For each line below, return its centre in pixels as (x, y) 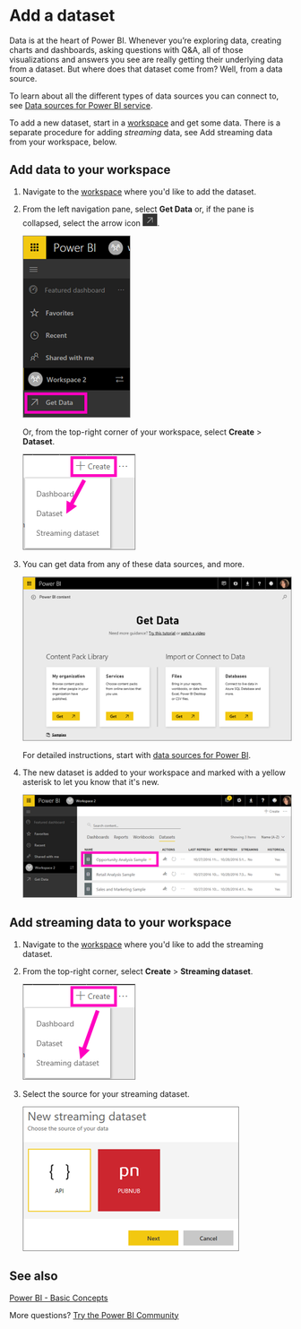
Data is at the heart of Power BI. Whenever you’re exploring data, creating (146, 40)
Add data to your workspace (90, 170)
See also (34, 1277)
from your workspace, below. (63, 142)
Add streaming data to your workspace (120, 923)
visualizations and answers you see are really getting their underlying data (146, 59)
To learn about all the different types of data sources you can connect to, (144, 96)
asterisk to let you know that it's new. (90, 782)
